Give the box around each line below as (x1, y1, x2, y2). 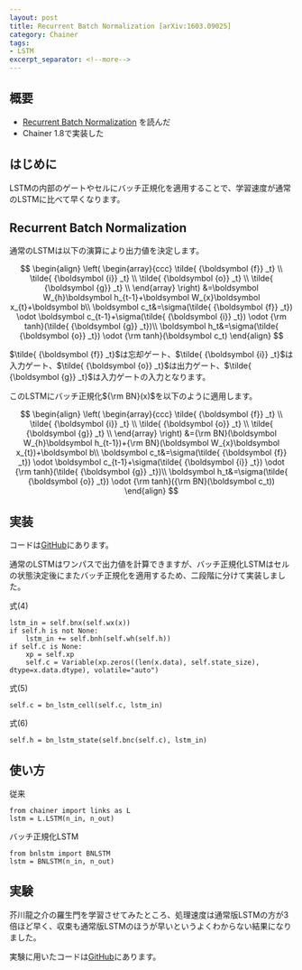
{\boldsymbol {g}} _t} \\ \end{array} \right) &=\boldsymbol (44, 282, 259, 293)
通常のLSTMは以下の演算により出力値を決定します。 (9, 245, 205, 256)
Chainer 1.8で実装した (22, 127, 105, 138)
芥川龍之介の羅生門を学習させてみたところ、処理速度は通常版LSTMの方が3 (9, 909, 289, 920)
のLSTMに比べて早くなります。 (9, 193, 125, 204)
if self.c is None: (9, 642, 83, 651)
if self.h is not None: (9, 626, 99, 636)
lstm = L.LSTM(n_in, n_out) (9, 814, 115, 824)
